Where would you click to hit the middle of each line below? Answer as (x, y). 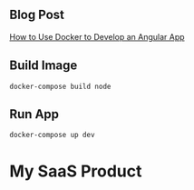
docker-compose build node (60, 86)
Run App (34, 114)
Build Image (44, 66)
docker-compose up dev (52, 135)
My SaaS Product (76, 171)
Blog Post (37, 15)
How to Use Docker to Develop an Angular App (97, 36)
